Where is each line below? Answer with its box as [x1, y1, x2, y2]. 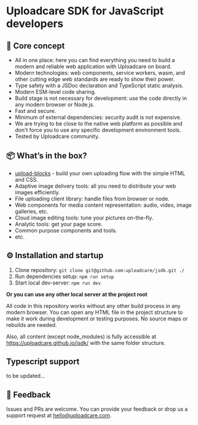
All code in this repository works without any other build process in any [6, 302, 181, 309]
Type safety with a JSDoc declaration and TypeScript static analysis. [14, 82, 184, 89]
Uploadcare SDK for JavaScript [6, 4, 164, 18]
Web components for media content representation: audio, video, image [14, 201, 192, 209]
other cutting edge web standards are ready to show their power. [14, 76, 175, 82]
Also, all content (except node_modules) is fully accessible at [6, 333, 157, 340]
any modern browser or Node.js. [14, 101, 95, 108]
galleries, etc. [14, 207, 49, 215]
